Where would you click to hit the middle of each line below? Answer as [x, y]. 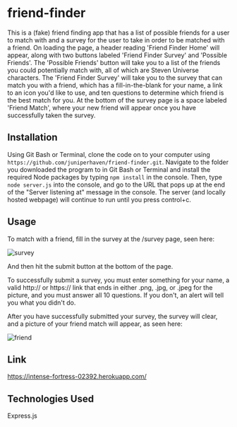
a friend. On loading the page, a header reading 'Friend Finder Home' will [114, 47]
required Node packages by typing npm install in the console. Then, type [115, 177]
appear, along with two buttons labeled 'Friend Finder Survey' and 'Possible [117, 55]
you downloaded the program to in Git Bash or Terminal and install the [109, 169]
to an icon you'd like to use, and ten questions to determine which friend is [116, 93]
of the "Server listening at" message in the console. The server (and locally [116, 192]
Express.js [22, 416]
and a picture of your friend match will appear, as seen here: [95, 324]
